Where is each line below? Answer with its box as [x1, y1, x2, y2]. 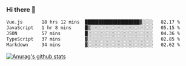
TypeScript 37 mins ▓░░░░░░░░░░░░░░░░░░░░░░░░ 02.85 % [6, 36, 181, 42]
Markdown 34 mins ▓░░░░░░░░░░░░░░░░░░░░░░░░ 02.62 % [6, 42, 181, 48]
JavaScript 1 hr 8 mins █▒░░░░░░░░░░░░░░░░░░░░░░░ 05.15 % [6, 25, 181, 31]
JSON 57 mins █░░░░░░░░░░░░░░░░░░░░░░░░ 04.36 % [6, 30, 181, 37]
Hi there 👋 [6, 5, 36, 14]
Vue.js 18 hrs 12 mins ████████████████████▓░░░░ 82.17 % [6, 19, 181, 25]
